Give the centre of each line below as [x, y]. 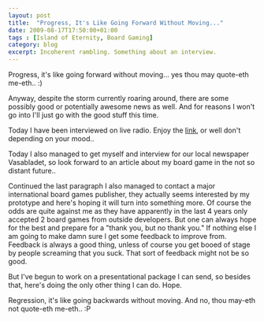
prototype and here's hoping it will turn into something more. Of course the [130, 203]
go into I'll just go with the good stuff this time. [84, 115]
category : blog [33, 45]
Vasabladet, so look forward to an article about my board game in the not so [132, 162]
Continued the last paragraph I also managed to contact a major [112, 186]
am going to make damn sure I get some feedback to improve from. [117, 236]
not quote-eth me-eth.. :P [50, 309]
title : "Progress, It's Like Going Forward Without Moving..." [116, 23]
